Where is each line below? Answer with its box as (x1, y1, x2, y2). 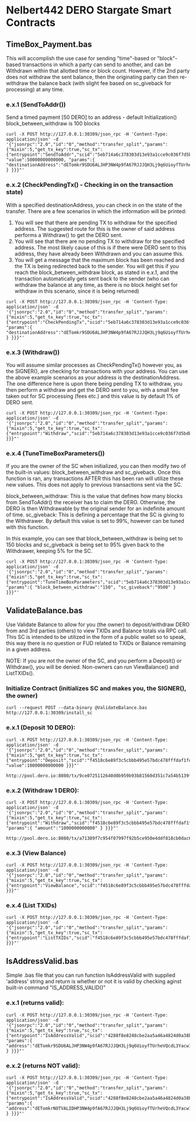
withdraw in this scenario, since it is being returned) (14, 288, 139, 295)
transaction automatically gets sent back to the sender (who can (14, 275, 170, 282)
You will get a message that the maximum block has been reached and (14, 256, 185, 264)
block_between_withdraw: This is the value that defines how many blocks (6, 492, 183, 500)
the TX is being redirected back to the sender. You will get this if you (14, 262, 179, 269)
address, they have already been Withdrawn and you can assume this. (14, 250, 184, 257)
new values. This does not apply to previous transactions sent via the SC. (6, 481, 183, 488)
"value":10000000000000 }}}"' (6, 762, 80, 768)
